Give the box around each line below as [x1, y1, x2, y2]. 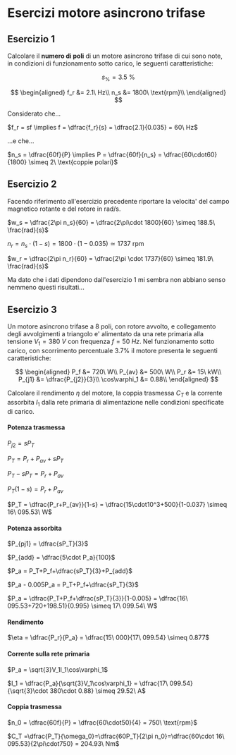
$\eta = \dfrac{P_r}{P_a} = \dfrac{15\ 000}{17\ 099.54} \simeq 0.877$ [7, 633, 210, 642]
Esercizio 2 [7, 178, 57, 190]
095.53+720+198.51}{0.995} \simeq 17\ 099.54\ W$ [7, 601, 158, 610]
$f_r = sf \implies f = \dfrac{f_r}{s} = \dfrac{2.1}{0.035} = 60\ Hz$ [7, 123, 199, 131]
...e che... [7, 136, 35, 145]
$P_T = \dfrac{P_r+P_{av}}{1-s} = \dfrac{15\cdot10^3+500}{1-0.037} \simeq [7, 501, 228, 508]
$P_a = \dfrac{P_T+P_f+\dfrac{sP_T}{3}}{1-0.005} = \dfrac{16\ [7, 594, 188, 603]
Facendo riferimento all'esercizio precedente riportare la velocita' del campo [7, 197, 230, 205]
